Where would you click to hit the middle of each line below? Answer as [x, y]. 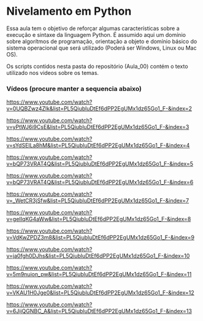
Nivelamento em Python [69, 11]
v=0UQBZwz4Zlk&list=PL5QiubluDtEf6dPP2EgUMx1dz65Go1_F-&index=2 [99, 109]
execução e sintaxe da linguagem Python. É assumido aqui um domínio [96, 34]
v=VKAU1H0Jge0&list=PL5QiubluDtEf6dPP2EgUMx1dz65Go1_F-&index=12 [100, 293]
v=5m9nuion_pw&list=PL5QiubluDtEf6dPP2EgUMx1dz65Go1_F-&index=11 [99, 274]
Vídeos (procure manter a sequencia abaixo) [74, 88]
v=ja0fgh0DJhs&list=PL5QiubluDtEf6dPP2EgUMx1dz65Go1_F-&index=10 [98, 256]
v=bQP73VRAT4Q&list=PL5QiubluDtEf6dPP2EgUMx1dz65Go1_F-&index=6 [100, 182]
